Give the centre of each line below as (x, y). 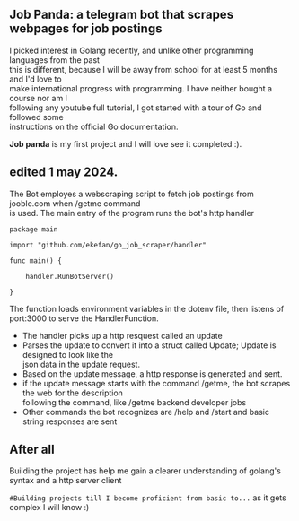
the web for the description (73, 393)
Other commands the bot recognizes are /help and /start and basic (145, 412)
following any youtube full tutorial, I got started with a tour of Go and (136, 108)
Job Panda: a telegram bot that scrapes (122, 15)
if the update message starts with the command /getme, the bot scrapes (156, 383)
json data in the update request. (81, 364)
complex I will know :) (49, 508)
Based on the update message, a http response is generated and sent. (152, 373)
